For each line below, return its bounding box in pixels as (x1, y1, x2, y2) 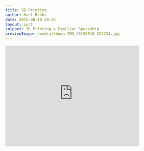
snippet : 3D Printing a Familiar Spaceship (5, 27, 100, 32)
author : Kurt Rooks (5, 12, 47, 17)
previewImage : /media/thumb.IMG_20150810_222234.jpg (5, 31, 120, 36)
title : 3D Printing (5, 7, 47, 13)
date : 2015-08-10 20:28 (5, 17, 56, 22)
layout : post (5, 21, 33, 27)
